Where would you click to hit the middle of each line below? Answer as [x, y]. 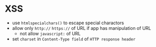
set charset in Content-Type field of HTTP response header [74, 39]
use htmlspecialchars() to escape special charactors [68, 23]
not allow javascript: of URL [50, 33]
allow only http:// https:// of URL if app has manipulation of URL [82, 28]
